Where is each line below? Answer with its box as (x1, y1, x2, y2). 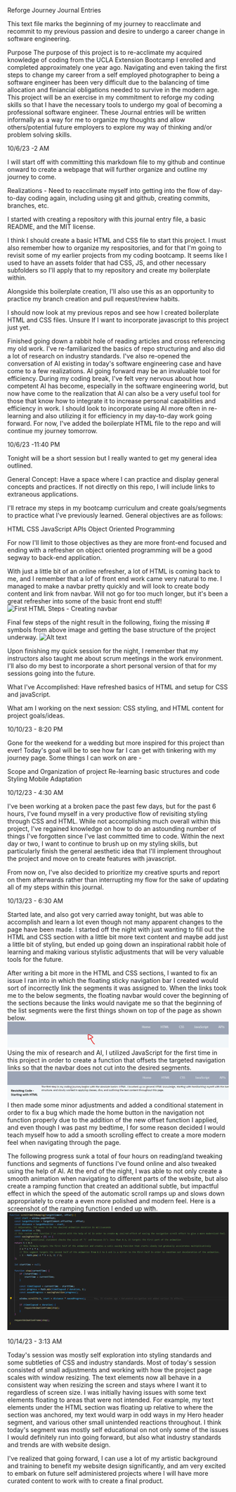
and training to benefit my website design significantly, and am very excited (7, 1462, 226, 1470)
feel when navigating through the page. (7, 1139, 122, 1147)
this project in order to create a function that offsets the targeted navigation (7, 1055, 226, 1064)
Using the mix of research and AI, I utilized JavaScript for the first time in (7, 1048, 218, 1057)
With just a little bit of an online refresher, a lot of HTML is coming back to (7, 567, 221, 575)
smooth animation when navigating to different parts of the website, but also (7, 1174, 228, 1183)
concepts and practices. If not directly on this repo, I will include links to (7, 482, 216, 491)
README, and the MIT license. (7, 222, 96, 231)
